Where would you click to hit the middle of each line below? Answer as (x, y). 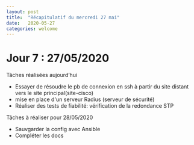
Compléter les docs (39, 135)
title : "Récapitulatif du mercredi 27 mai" (63, 17)
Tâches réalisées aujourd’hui (42, 75)
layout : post (23, 12)
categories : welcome (32, 29)
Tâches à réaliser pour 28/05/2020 (50, 117)
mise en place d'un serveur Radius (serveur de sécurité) (85, 99)
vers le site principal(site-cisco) (54, 93)
